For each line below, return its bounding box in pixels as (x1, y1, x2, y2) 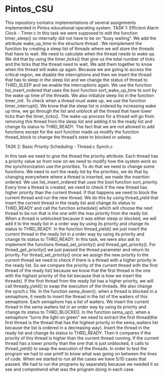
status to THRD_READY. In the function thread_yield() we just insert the (5, 226, 147, 232)
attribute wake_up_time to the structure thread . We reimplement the (5, 40, 143, 46)
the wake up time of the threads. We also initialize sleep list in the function (5, 92, 155, 98)
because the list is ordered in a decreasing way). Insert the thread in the (5, 325, 150, 330)
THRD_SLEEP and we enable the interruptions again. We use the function (5, 82, 152, 88)
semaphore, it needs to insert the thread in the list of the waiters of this (5, 293, 148, 299)
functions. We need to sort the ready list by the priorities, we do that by (5, 168, 148, 174)
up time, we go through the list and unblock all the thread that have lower (5, 108, 152, 114)
